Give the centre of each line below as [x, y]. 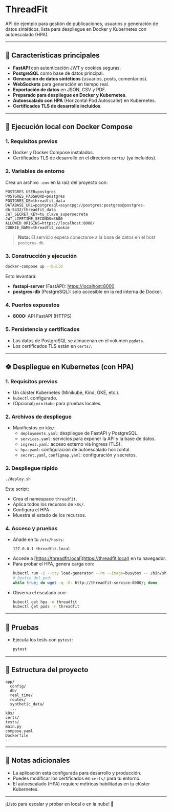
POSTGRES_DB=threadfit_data [35, 201]
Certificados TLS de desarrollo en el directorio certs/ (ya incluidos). [84, 158]
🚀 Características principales [52, 56]
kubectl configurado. [35, 398]
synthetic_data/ [27, 704]
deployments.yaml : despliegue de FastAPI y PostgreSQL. [79, 433]
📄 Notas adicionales [38, 761]
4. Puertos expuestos [33, 305]
